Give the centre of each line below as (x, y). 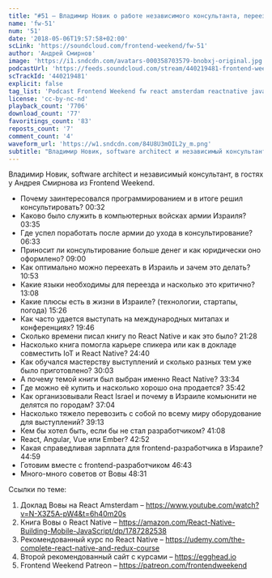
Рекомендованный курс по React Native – (92, 540)
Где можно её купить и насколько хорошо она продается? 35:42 (132, 388)
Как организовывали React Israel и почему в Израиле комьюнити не (138, 397)
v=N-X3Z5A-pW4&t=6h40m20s (73, 514)
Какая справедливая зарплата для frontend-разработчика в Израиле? (141, 448)
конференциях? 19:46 (57, 328)
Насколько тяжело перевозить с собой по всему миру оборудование (140, 414)
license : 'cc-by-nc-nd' (49, 99)
